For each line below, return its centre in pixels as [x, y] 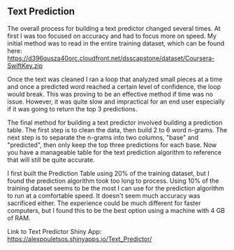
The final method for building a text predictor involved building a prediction [115, 123]
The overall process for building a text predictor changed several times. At [114, 28]
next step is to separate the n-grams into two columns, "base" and [103, 137]
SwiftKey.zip [25, 65]
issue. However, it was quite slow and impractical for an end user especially [116, 102]
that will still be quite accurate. [51, 160]
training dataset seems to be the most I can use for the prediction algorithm [116, 188]
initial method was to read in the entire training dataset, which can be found [116, 43]
